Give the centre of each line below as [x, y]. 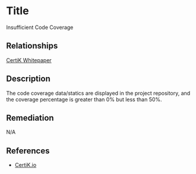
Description [28, 79]
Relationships [32, 46]
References [28, 151]
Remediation [30, 117]
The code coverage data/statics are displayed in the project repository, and [98, 93]
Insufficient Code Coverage [40, 27]
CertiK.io [26, 165]
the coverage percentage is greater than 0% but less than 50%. [84, 99]
